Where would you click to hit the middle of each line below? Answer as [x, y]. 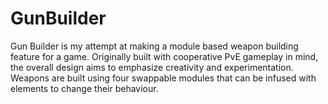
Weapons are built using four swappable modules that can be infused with [163, 78]
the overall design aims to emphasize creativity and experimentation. [152, 67]
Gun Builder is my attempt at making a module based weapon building [154, 46]
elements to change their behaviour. [84, 88]
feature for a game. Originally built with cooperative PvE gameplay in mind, [164, 56]
